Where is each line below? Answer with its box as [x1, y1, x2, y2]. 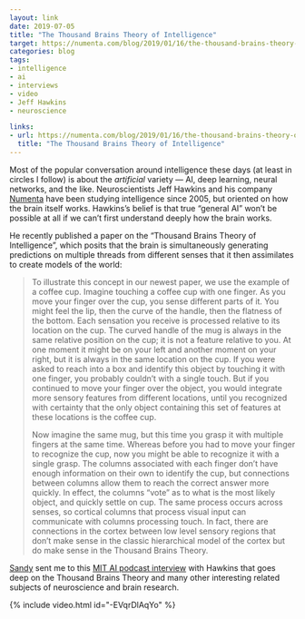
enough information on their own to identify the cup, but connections [31, 467, 290, 478]
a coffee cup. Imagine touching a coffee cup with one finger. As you [31, 286, 286, 297]
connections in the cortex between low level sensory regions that [31, 526, 277, 536]
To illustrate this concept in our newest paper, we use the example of [31, 276, 290, 287]
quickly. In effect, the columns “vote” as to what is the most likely [31, 486, 276, 497]
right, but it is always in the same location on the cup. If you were [31, 353, 276, 364]
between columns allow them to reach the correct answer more [31, 477, 270, 488]
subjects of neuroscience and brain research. [9, 582, 180, 593]
